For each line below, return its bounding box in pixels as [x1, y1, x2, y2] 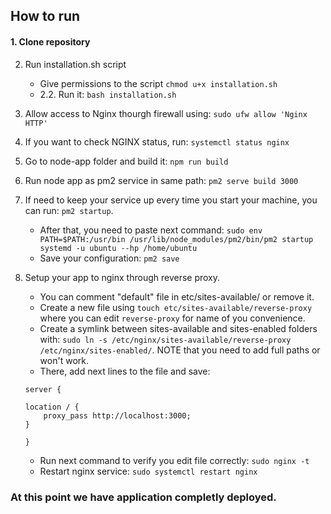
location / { [24, 402, 80, 412]
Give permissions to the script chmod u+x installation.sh [39, 77, 278, 89]
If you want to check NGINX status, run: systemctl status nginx [24, 135, 290, 148]
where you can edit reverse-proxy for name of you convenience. [39, 312, 306, 324]
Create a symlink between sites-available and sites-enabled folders [39, 322, 318, 334]
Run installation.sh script [24, 58, 127, 70]
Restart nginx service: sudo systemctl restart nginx [39, 465, 258, 477]
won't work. [39, 354, 89, 366]
